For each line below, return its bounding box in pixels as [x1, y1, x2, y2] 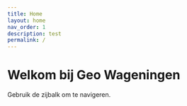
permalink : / [7, 37, 46, 44]
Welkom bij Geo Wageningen [7, 67, 181, 83]
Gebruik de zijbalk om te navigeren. [7, 90, 111, 99]
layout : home [7, 17, 46, 24]
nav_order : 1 [7, 23, 46, 30]
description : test [7, 30, 62, 37]
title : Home [7, 10, 42, 18]
